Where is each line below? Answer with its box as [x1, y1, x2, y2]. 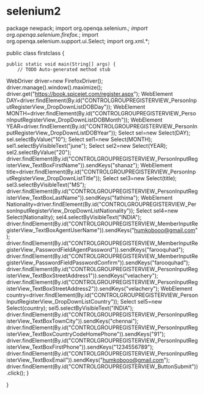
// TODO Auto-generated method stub [17, 66, 111, 73]
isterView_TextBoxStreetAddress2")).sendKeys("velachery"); [6, 285, 160, 292]
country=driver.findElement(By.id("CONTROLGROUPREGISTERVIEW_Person [6, 291, 199, 299]
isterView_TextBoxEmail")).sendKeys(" [6, 356, 103, 363]
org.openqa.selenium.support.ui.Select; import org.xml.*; [6, 37, 150, 45]
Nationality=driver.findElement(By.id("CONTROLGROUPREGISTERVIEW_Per [6, 200, 197, 208]
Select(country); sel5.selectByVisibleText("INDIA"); [6, 304, 134, 312]
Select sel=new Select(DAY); [118, 129, 191, 136]
